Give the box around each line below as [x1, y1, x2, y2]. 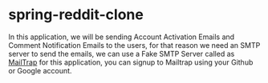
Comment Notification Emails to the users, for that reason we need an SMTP [8, 40, 261, 49]
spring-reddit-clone [8, 6, 144, 24]
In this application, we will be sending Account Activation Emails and [8, 32, 235, 41]
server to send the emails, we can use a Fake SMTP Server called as [8, 49, 235, 58]
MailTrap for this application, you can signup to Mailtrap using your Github [8, 57, 254, 67]
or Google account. [8, 65, 72, 75]
